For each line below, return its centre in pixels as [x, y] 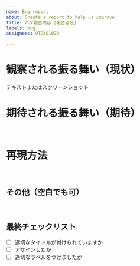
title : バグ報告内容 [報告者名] [41, 22]
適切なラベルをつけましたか [48, 257]
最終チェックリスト [41, 227]
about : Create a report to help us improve [61, 17]
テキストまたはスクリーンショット [47, 87]
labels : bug [21, 28]
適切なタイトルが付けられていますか [59, 242]
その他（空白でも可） [45, 192]
